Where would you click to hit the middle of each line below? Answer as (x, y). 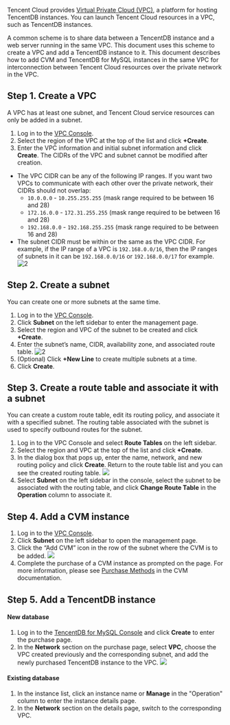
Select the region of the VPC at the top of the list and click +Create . (113, 140)
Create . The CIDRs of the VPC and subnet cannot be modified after (112, 155)
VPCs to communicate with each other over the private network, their (115, 183)
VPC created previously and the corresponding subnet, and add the (113, 654)
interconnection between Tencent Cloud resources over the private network (114, 67)
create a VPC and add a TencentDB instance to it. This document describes (114, 52)
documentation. (39, 578)
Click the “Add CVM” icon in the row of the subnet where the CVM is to (117, 548)
